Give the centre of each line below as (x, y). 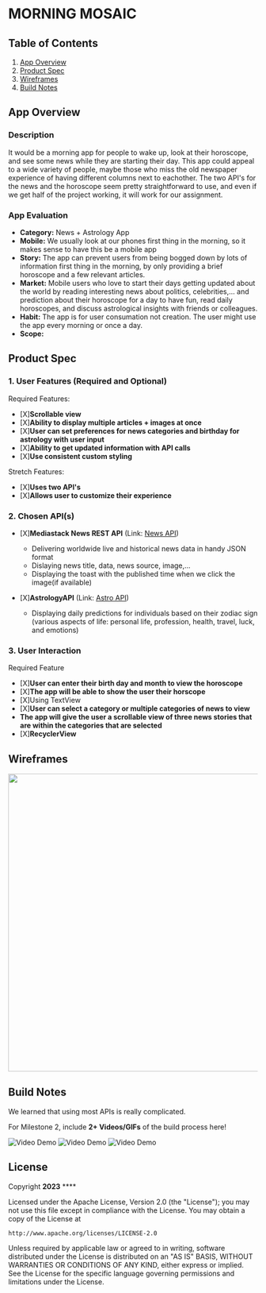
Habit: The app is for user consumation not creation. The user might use (138, 316)
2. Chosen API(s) (42, 515)
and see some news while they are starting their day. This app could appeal (131, 160)
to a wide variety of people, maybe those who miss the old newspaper (123, 169)
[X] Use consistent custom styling (76, 456)
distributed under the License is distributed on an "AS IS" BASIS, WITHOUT (131, 1256)
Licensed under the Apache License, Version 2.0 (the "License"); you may (129, 1202)
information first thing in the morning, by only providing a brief (121, 266)
